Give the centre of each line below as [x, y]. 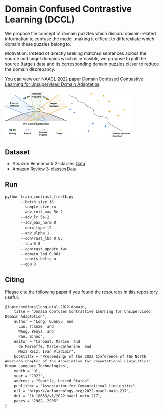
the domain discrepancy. [30, 69]
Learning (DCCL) [40, 20]
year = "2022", [30, 376]
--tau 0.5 [31, 244]
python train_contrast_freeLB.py [39, 197]
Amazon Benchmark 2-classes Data [49, 163]
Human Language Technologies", [37, 366]
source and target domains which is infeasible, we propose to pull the [76, 58]
